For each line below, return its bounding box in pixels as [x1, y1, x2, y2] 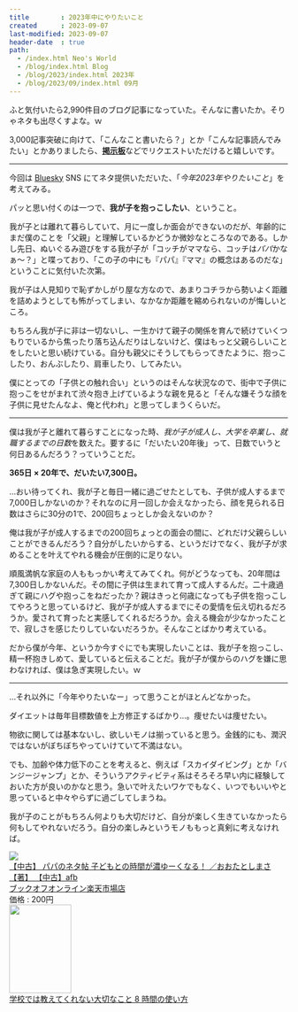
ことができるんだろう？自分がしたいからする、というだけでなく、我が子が [9, 537, 280, 549]
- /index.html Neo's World [17, 54, 117, 63]
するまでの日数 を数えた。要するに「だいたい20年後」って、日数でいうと [16, 437, 281, 448]
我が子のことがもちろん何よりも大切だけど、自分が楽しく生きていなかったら [9, 811, 288, 822]
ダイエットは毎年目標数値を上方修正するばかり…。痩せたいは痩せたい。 [9, 710, 272, 721]
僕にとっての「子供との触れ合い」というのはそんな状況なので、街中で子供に [9, 377, 287, 388]
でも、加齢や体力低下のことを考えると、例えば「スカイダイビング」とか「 [9, 759, 280, 769]
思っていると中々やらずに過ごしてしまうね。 [9, 792, 172, 802]
